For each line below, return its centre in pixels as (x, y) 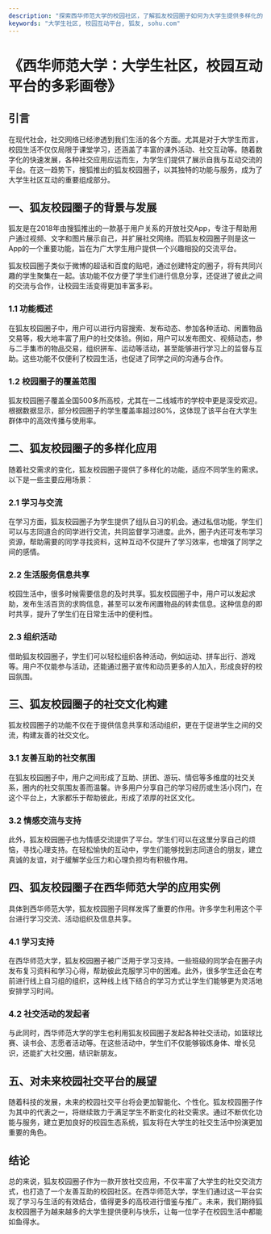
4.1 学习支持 (31, 942)
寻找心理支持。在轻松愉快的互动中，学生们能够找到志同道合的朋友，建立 (142, 850)
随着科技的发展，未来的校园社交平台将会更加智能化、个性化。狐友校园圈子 (132, 1102)
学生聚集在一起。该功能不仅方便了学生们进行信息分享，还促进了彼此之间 (142, 276)
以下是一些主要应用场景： (51, 479)
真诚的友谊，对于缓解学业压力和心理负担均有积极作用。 (100, 860)
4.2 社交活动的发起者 (49, 1014)
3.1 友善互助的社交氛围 (52, 758)
